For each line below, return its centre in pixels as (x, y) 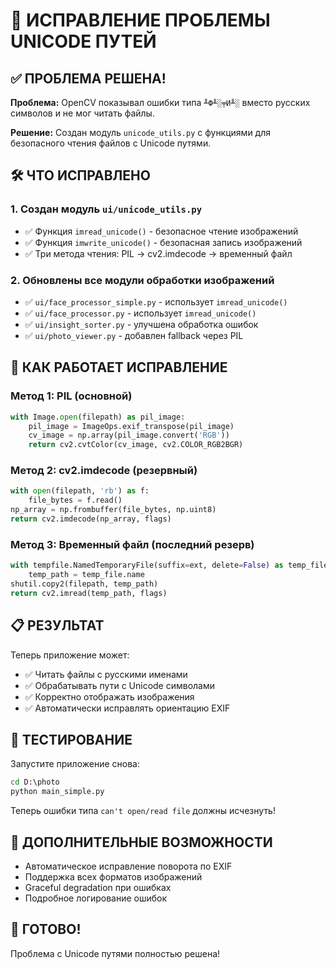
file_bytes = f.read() (75, 500)
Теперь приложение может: (70, 655)
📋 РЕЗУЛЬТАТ (57, 625)
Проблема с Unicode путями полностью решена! (115, 953)
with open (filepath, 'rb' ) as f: (80, 491)
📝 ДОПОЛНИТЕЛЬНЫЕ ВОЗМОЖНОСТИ (141, 842)
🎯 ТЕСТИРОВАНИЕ (71, 739)
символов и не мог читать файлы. (82, 113)
